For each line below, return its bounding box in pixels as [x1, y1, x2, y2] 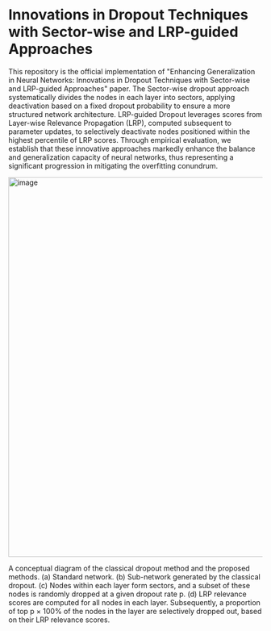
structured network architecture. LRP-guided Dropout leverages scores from [8, 109, 263, 119]
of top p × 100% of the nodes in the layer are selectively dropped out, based [8, 606, 262, 616]
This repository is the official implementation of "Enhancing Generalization [8, 66, 256, 76]
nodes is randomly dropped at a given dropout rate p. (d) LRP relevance [8, 589, 248, 599]
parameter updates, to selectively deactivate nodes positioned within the [8, 127, 251, 136]
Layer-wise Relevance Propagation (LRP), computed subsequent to [8, 118, 232, 127]
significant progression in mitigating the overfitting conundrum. [8, 161, 219, 170]
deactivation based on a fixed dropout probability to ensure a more [8, 101, 231, 111]
